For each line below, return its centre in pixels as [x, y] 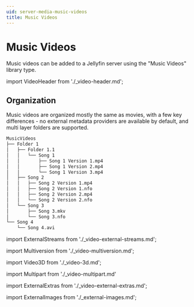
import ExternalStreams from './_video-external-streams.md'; [81, 239]
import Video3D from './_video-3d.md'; [54, 263]
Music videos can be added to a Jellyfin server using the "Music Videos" [96, 64]
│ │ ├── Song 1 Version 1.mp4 [55, 161]
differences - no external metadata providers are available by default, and [97, 121]
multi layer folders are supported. [47, 128]
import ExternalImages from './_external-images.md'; [71, 297]
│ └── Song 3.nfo [36, 216]
